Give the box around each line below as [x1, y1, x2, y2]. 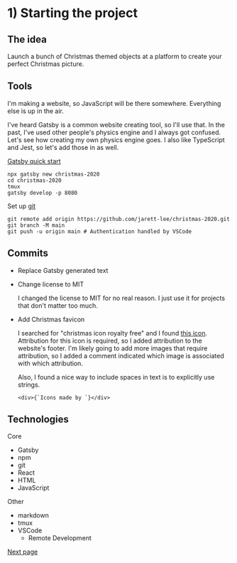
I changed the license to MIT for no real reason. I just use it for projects [17, 294, 226, 302]
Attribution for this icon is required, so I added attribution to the [17, 336, 202, 345]
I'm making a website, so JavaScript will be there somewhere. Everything [7, 99, 221, 107]
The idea [7, 33, 48, 45]
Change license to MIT [17, 279, 84, 289]
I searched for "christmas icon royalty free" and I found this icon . [17, 328, 208, 337]
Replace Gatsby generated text [17, 266, 109, 274]
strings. [17, 380, 40, 389]
